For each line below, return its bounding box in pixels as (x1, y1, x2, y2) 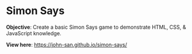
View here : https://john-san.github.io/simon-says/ (6, 41, 128, 48)
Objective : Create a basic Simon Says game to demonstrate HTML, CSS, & (6, 23, 186, 31)
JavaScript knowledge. (6, 29, 61, 36)
